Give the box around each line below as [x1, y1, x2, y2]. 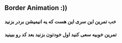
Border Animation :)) [4, 4, 68, 12]
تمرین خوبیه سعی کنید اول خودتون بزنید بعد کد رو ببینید [4, 31, 117, 38]
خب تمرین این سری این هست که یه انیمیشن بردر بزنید [4, 18, 117, 25]
